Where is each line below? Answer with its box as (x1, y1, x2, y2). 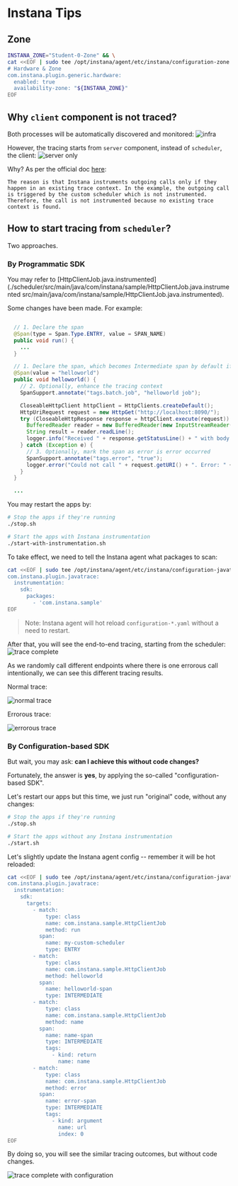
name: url (57, 1124, 87, 1131)
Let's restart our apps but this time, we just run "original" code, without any (7, 792, 227, 801)
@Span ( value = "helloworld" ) (13, 370, 100, 377)
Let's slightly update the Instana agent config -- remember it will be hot (7, 852, 216, 861)
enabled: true (13, 78, 55, 86)
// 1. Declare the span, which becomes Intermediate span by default (13, 363, 223, 370)
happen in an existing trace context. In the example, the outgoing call (7, 184, 230, 192)
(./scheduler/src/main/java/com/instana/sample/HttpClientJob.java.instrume (7, 283, 230, 291)
